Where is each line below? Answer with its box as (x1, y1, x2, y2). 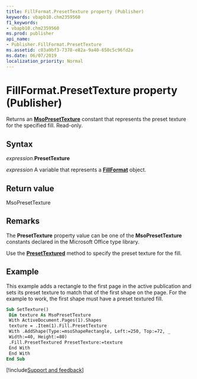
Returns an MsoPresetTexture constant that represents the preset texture (6, 116, 186, 123)
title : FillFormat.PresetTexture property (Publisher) (6, 8, 144, 15)
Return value (6, 183, 54, 193)
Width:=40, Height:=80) (8, 334, 67, 340)
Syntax (6, 139, 33, 149)
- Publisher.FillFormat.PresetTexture (6, 42, 102, 48)
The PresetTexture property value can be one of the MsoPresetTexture (6, 232, 182, 239)
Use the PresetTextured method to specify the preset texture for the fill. (6, 250, 182, 257)
